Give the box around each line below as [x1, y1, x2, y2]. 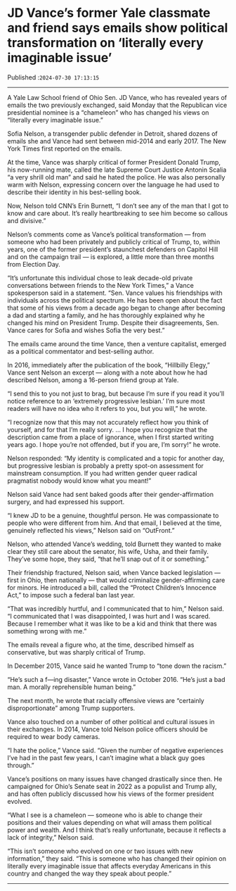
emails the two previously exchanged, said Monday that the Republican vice [7, 101, 228, 109]
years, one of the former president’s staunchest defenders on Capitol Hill [7, 245, 218, 253]
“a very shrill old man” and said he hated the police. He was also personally [7, 172, 225, 181]
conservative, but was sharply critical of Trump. [7, 647, 146, 656]
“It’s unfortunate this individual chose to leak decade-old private [7, 273, 193, 282]
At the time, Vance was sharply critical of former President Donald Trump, [7, 158, 221, 166]
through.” [7, 761, 34, 769]
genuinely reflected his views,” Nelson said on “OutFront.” [7, 526, 175, 534]
